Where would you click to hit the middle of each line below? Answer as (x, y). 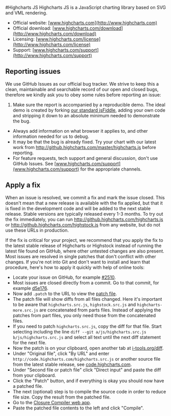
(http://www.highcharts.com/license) (51, 45)
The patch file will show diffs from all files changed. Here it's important (87, 299)
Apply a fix (23, 185)
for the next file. (29, 342)
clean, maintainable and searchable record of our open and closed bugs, (82, 89)
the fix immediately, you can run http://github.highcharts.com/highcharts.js (84, 219)
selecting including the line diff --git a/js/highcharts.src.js (80, 331)
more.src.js (25, 310)
